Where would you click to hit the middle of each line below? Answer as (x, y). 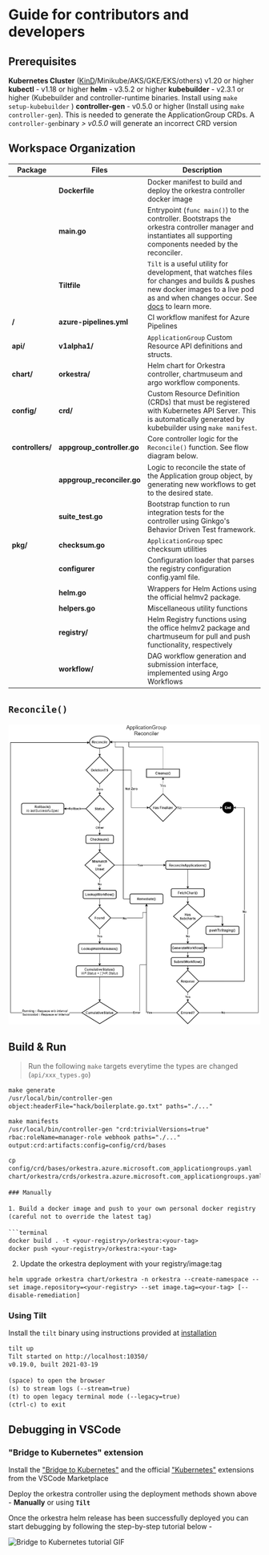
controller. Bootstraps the (189, 218)
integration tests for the (186, 512)
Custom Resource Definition (194, 394)
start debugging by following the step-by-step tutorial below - (110, 1527)
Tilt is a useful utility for (188, 264)
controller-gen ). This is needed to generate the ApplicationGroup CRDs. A (131, 115)
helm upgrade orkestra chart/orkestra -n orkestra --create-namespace (128, 1280)
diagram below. (173, 456)
